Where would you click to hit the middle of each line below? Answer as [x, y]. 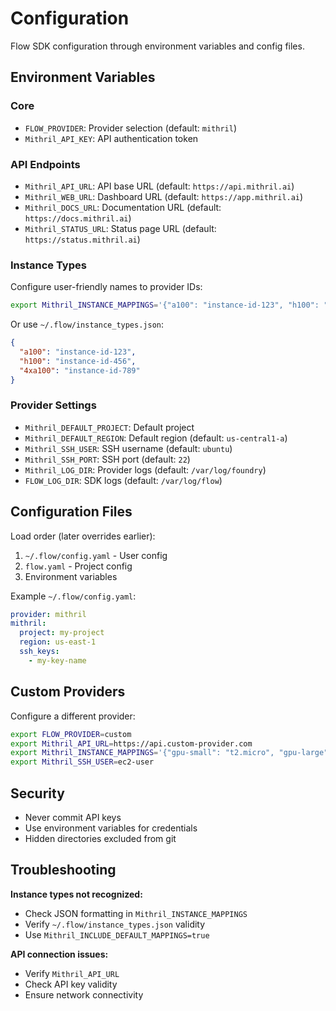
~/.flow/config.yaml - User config [96, 555]
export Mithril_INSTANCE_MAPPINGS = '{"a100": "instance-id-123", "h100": [165, 305]
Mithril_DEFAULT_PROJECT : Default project [109, 427]
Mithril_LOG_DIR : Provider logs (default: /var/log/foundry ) [145, 469]
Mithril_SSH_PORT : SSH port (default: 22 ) [107, 459]
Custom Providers [68, 692]
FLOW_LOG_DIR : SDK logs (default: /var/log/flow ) [123, 480]
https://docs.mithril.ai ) [78, 218]
